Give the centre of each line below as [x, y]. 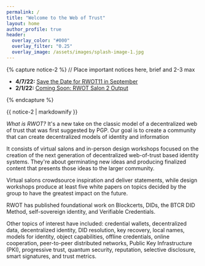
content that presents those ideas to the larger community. [80, 168]
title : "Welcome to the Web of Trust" [56, 18]
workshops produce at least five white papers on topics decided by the [96, 186]
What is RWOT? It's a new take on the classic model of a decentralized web [102, 123]
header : [16, 35]
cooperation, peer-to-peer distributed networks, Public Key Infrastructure [99, 243]
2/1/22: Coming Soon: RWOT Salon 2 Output [72, 88]
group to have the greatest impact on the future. [67, 193]
